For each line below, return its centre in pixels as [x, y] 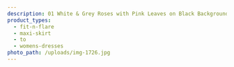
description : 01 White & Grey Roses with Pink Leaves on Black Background [118, 14]
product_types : [29, 20]
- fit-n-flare [34, 27]
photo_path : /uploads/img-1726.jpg [59, 53]
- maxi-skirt [32, 33]
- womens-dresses [39, 46]
